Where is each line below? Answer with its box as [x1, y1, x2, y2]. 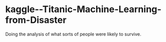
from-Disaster [5, 14, 67, 26]
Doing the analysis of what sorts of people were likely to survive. [5, 31, 141, 37]
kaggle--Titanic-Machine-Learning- [5, 4, 162, 15]
